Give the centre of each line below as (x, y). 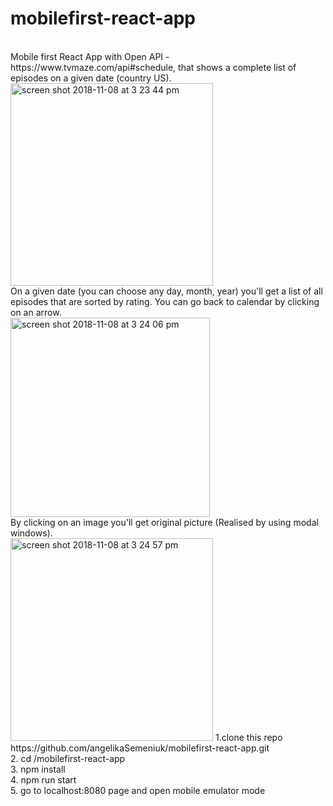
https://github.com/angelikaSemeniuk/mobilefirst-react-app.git (140, 748)
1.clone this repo (248, 737)
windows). (31, 533)
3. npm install (38, 769)
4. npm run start (43, 779)
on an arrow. (36, 312)
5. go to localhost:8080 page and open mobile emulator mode (138, 790)
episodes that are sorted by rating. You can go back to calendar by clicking (165, 301)
